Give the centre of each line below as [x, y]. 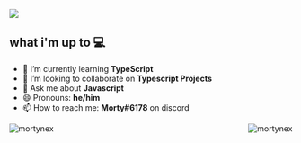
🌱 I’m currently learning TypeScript [88, 68]
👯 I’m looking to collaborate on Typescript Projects [117, 78]
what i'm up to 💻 [58, 43]
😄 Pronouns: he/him [61, 97]
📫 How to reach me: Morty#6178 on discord [106, 107]
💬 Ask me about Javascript [73, 88]
